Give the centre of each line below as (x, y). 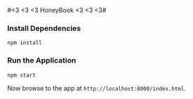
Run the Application (42, 60)
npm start (22, 75)
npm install (25, 43)
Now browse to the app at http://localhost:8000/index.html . (96, 88)
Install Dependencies (44, 28)
